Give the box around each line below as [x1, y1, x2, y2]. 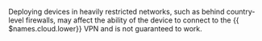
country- [226, 7, 256, 16]
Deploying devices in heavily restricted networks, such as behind [8, 7, 225, 16]
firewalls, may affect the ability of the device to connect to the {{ [25, 15, 239, 25]
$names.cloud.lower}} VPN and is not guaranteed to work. [8, 24, 203, 33]
